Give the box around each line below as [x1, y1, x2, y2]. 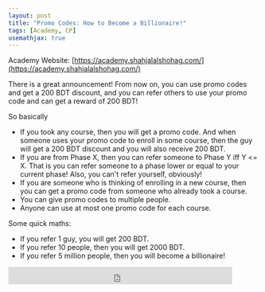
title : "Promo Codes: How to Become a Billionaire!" [8, 19, 187, 27]
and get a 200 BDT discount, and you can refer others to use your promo [8, 88, 247, 98]
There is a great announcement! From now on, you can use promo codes [8, 80, 247, 89]
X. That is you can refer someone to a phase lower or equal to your [19, 161, 240, 171]
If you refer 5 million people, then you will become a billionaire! [19, 251, 225, 261]
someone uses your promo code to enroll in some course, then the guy [19, 136, 253, 146]
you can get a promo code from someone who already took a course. [19, 186, 247, 196]
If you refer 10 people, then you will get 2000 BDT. [19, 243, 185, 252]
